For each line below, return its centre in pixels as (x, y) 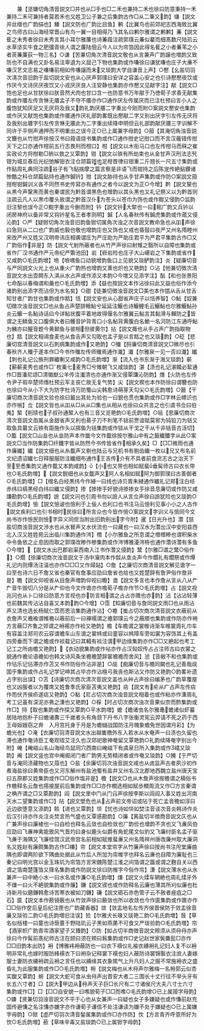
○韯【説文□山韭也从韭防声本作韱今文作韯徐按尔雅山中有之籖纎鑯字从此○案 (101, 435)
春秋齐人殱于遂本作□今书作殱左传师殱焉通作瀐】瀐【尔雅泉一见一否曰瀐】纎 (102, 352)
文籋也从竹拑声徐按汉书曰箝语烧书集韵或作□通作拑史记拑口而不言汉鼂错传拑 (102, 138)
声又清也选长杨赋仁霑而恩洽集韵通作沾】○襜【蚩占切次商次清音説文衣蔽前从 (102, 611)
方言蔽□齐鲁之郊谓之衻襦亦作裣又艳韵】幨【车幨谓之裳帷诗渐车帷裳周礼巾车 (102, 626)
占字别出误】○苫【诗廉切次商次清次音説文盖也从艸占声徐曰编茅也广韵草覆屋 (102, 679)
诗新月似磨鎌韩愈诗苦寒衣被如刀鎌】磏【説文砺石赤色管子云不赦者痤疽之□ (99, 892)
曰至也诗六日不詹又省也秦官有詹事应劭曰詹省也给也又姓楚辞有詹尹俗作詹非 (99, 572)
